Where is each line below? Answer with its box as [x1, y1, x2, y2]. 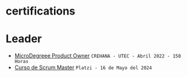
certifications [5, 4, 76, 18]
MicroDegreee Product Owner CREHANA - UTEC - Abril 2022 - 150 [14, 52, 182, 59]
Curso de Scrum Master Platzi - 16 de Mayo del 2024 [14, 64, 152, 71]
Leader [5, 32, 42, 46]
